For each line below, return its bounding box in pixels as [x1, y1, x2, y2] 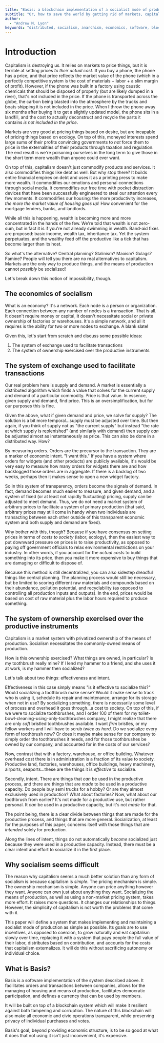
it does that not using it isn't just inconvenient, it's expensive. [5, 1033, 128, 1039]
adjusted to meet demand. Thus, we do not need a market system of [5, 499, 143, 504]
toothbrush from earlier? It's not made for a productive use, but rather [5, 796, 145, 802]
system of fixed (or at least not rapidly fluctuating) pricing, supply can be [5, 493, 152, 499]
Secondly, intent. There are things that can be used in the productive [5, 776, 143, 782]
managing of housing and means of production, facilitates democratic [5, 988, 145, 994]
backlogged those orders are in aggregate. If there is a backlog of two [5, 468, 146, 474]
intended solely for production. [5, 826, 67, 832]
